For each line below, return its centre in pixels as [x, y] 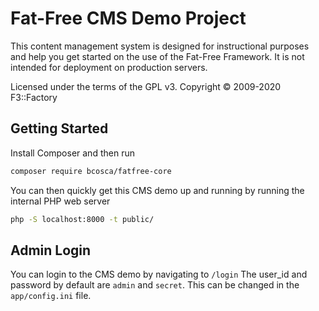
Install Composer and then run [72, 153]
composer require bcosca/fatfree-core [91, 171]
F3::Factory [34, 97]
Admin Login [51, 250]
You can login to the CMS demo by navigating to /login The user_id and [159, 274]
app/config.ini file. [51, 296]
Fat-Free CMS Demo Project [128, 18]
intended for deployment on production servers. [109, 67]
